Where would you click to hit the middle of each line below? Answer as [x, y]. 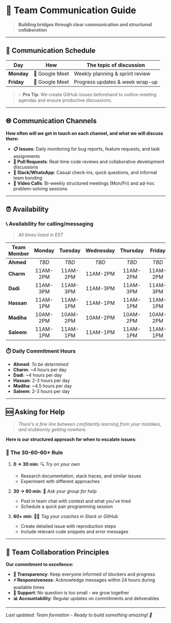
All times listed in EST [41, 235]
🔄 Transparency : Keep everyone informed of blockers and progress [84, 574]
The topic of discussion [116, 65]
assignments [26, 156]
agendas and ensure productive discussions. [65, 100]
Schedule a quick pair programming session [67, 506]
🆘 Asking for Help [35, 412]
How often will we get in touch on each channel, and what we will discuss [84, 133]
